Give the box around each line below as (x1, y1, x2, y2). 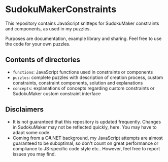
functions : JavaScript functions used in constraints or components (12, 69, 153, 75)
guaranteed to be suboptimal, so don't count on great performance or (12, 140, 159, 146)
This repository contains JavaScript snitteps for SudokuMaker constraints (5, 20, 159, 26)
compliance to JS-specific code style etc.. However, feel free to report (12, 145, 160, 151)
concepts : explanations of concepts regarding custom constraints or (12, 85, 155, 91)
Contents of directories (5, 56, 80, 64)
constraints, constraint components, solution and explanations (12, 79, 143, 86)
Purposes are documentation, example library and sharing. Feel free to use (5, 35, 162, 42)
